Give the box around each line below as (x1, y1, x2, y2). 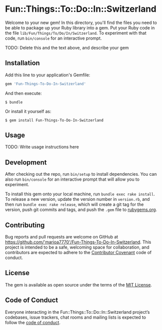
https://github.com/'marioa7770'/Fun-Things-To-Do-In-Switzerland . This (5, 239, 151, 245)
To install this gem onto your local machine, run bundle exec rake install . (5, 191, 155, 197)
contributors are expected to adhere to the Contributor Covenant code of (5, 250, 152, 256)
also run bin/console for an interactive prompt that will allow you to (5, 176, 140, 182)
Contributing (5, 221, 45, 229)
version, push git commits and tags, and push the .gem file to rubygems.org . (5, 207, 158, 212)
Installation (5, 59, 40, 67)
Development (5, 158, 47, 166)
